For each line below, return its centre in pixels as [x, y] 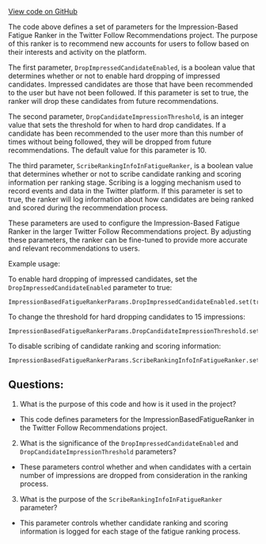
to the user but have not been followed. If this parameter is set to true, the [129, 93]
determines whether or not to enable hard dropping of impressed [114, 76]
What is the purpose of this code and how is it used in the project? [128, 404]
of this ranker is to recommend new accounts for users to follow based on [129, 44]
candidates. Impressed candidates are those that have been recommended [131, 84]
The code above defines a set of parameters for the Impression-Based [123, 27]
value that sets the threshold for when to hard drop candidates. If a [117, 125]
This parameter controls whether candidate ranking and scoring [123, 523]
